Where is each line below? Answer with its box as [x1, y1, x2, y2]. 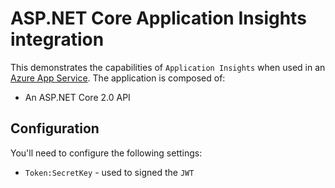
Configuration [10, 120, 100, 137]
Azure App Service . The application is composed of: [10, 72, 226, 84]
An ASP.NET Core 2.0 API [24, 91, 131, 103]
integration [10, 28, 105, 51]
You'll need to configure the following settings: [10, 147, 203, 159]
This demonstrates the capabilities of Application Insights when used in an [10, 61, 326, 73]
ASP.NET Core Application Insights [10, 7, 307, 30]
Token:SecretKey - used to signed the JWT [24, 166, 195, 178]
